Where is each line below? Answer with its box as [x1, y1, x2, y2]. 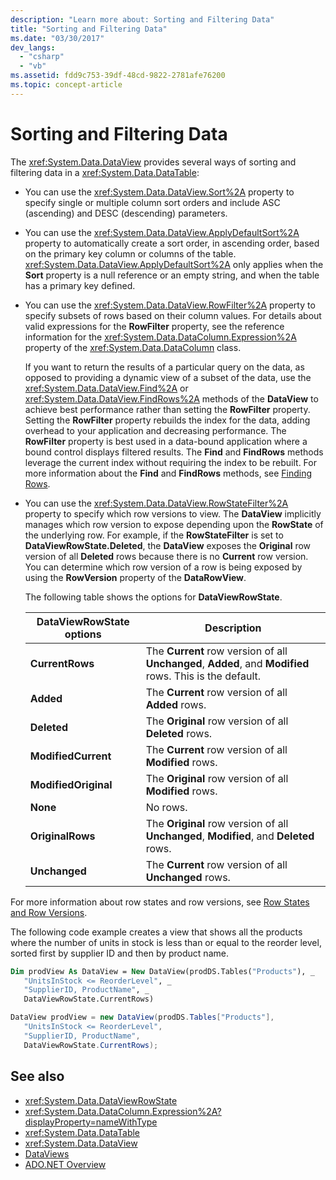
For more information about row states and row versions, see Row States [10, 896, 310, 908]
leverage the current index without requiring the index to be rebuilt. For [24, 456, 317, 468]
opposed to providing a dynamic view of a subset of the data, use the [24, 371, 312, 383]
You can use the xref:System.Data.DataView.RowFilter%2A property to [24, 299, 316, 311]
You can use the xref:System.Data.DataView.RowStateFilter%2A [24, 497, 289, 509]
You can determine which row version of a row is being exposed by [24, 561, 303, 573]
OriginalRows [29, 829, 96, 843]
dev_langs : [10, 42, 56, 53]
